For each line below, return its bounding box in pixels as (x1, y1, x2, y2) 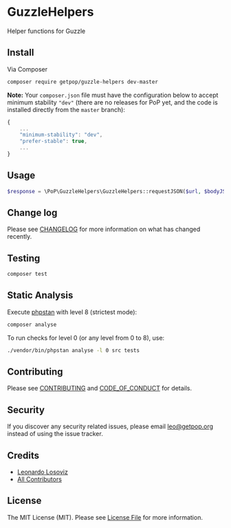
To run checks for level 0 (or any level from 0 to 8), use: (7, 333, 165, 342)
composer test (7, 271, 48, 278)
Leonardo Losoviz (16, 468, 69, 476)
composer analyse (7, 321, 57, 328)
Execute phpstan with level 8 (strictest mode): (7, 307, 137, 316)
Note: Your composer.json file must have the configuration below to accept (7, 91, 219, 99)
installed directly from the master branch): (7, 105, 126, 113)
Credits (7, 450, 40, 461)
